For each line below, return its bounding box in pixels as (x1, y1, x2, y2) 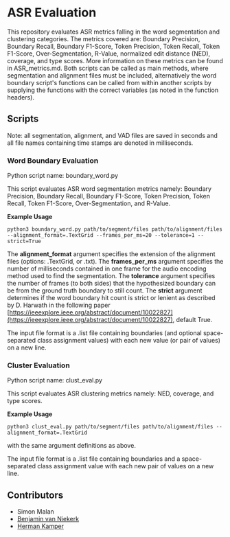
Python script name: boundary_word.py (7, 172, 119, 180)
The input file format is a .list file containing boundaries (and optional (7, 329, 202, 337)
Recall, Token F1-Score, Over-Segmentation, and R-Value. (7, 199, 170, 207)
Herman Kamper (16, 522, 64, 530)
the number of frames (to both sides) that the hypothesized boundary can (7, 279, 216, 288)
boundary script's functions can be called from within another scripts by (7, 78, 211, 87)
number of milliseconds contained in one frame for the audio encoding (7, 264, 207, 273)
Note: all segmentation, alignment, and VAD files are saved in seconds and (7, 131, 218, 139)
